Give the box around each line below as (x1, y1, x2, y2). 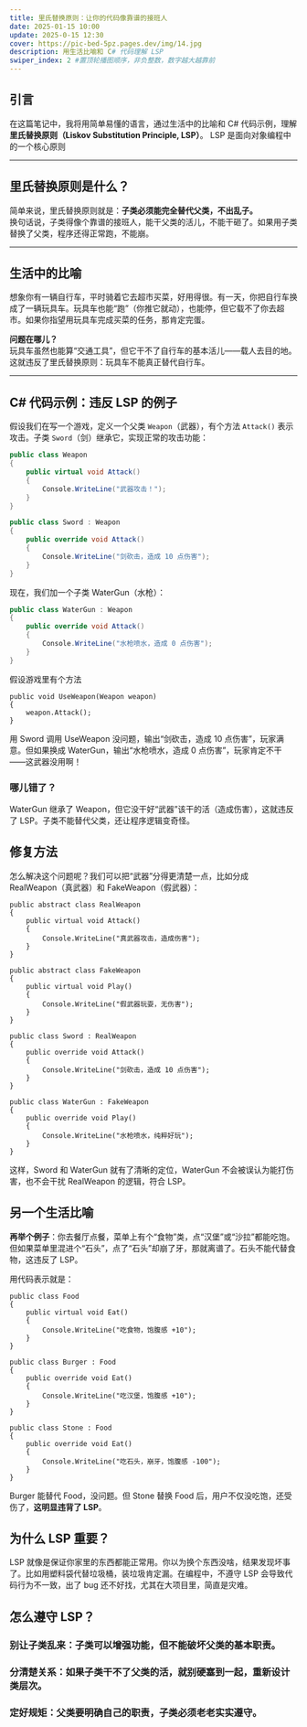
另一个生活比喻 (9, 1205, 94, 1221)
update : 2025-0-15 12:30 (9, 30, 104, 39)
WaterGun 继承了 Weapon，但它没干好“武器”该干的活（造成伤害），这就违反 (9, 803, 294, 814)
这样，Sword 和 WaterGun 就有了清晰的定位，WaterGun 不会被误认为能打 (9, 1164, 286, 1175)
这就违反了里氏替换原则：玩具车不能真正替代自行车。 (9, 357, 210, 368)
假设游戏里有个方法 (9, 673, 82, 684)
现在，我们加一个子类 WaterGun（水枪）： (9, 586, 166, 597)
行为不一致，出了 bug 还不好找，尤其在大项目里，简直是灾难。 (16, 1580, 253, 1591)
